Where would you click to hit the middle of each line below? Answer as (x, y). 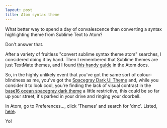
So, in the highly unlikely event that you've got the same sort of (71, 74)
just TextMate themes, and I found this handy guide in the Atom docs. (77, 65)
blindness (15, 80)
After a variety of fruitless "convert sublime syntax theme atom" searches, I (83, 54)
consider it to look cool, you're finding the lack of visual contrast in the (78, 85)
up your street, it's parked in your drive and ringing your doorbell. (73, 96)
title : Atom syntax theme (32, 15)
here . (11, 111)
